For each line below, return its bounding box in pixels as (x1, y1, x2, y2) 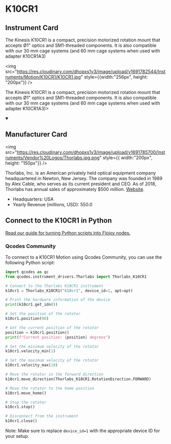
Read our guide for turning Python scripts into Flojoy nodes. (5, 230, 131, 236)
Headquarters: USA (12, 196, 54, 202)
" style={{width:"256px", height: (80, 74, 148, 80)
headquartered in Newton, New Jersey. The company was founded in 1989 (5, 175, 163, 181)
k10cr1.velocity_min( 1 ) (5, 349, 56, 354)
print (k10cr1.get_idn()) (5, 302, 58, 307)
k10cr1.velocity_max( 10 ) (5, 363, 58, 368)
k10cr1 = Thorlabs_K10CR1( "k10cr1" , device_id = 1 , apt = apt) (5, 288, 133, 293)
